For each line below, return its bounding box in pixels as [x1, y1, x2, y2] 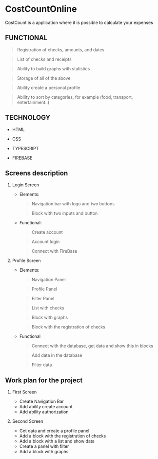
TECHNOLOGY [5, 113, 51, 122]
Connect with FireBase [31, 248, 78, 254]
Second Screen [12, 418, 43, 424]
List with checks [31, 305, 64, 311]
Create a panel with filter [19, 443, 69, 449]
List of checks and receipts [17, 56, 72, 62]
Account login [31, 239, 60, 245]
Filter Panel [31, 296, 55, 302]
